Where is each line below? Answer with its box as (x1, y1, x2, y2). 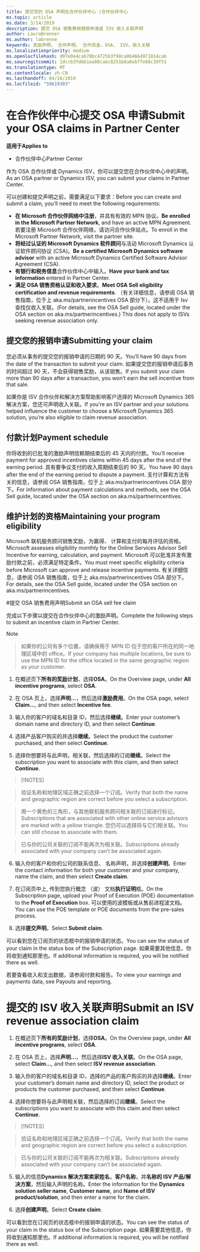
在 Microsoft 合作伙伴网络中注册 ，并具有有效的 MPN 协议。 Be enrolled (14, 212, 190, 219)
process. (14, 912, 37, 919)
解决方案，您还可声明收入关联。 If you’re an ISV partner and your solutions (6, 400, 189, 407)
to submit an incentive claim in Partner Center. (6, 619, 120, 626)
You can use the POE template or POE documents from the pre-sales (14, 906, 184, 913)
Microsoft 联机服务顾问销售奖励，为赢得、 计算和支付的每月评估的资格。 (6, 538, 184, 545)
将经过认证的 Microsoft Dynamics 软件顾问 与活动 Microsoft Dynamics (14, 240, 187, 247)
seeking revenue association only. (14, 316, 99, 324)
